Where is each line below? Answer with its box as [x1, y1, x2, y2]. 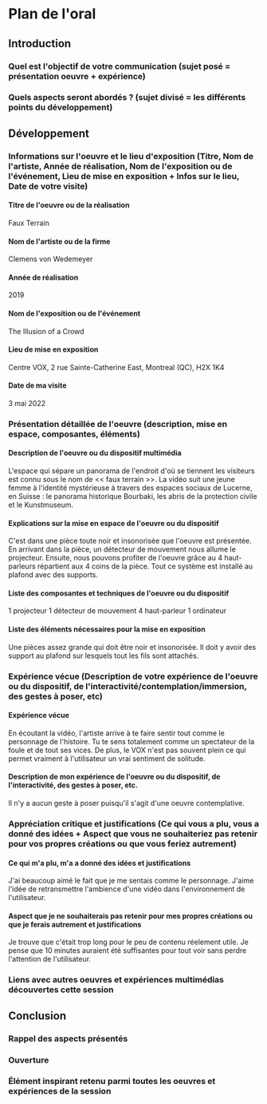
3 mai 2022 [8, 398, 46, 408]
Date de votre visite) [8, 181, 88, 192]
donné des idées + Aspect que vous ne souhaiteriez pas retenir [8, 828, 257, 839]
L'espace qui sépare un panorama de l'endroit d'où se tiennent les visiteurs [8, 466, 255, 476]
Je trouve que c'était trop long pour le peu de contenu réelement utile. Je [8, 937, 249, 947]
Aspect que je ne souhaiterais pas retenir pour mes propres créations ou [8, 911, 253, 920]
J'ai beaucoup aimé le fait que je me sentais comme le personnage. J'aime [8, 876, 254, 886]
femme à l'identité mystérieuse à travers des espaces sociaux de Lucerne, [8, 483, 253, 492]
